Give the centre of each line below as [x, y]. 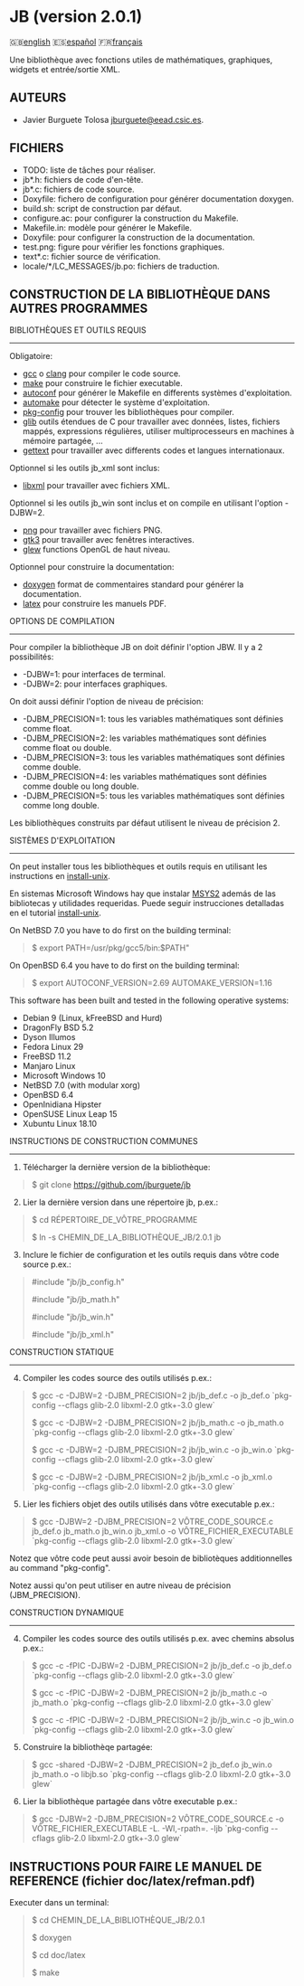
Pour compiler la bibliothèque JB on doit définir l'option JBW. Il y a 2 [136, 648]
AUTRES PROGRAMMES [79, 308]
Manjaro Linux [49, 1066]
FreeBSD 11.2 [47, 1056]
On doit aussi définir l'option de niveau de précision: [106, 702]
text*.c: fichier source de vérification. [91, 256]
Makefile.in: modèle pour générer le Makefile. [107, 227]
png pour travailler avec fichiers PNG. [92, 530]
